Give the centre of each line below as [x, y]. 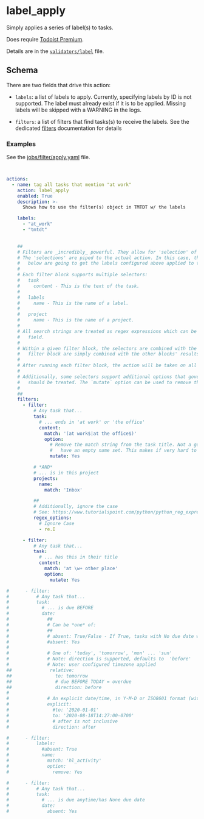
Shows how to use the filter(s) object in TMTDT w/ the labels [104, 207]
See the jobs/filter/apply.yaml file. [48, 157]
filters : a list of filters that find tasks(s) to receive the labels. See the [102, 121]
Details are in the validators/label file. [55, 51]
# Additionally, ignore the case [76, 507]
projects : [46, 478]
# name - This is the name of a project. [76, 320]
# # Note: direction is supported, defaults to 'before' [99, 659]
